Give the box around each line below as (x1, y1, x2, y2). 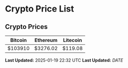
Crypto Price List (5, 3, 74, 14)
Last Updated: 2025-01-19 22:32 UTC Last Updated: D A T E (5, 57, 124, 63)
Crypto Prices (5, 23, 48, 31)
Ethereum (34, 37, 58, 43)
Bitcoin (10, 37, 27, 43)
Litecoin (63, 37, 82, 43)
